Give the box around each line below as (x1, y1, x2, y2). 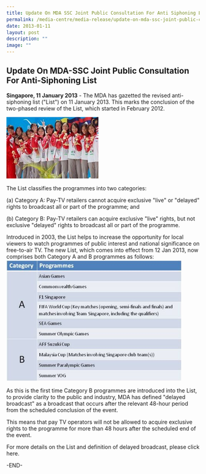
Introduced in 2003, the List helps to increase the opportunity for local (6, 233, 184, 241)
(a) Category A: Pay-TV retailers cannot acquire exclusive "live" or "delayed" (6, 196, 200, 204)
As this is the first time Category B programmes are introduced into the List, (6, 387, 197, 394)
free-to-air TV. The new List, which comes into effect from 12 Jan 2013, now (6, 246, 199, 254)
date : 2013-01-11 (6, 23, 51, 29)
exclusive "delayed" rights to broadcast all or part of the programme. (6, 221, 180, 228)
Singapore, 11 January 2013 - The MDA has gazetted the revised (6, 91, 170, 99)
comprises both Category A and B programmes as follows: (6, 252, 154, 260)
